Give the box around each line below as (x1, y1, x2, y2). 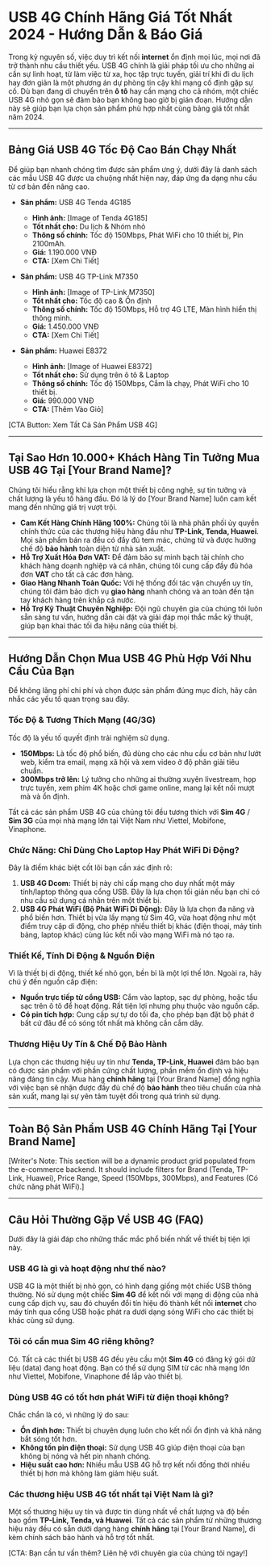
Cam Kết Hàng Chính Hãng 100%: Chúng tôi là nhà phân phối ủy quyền (19, 518, 260, 527)
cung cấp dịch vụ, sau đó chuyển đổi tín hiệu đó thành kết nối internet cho (8, 1299, 256, 1308)
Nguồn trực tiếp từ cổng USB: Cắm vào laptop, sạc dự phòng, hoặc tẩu (19, 993, 258, 1002)
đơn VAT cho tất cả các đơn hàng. (19, 569, 135, 579)
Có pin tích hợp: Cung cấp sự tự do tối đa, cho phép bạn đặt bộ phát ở (19, 1010, 255, 1019)
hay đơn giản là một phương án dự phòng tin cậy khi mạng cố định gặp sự (8, 78, 254, 87)
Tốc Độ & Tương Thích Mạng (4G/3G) (8, 715, 156, 726)
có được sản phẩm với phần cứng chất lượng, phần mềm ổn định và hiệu (8, 1065, 248, 1075)
